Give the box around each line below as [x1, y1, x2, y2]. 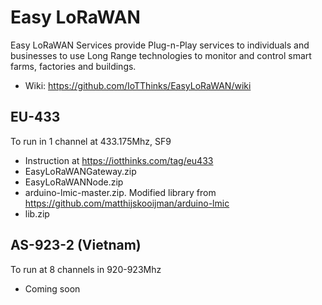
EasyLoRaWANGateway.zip [24, 165, 137, 177]
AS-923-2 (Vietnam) [10, 237, 142, 254]
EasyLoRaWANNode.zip [24, 176, 124, 188]
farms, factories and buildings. [10, 60, 137, 72]
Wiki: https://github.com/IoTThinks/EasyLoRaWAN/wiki [24, 79, 252, 91]
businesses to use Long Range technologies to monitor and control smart [10, 49, 312, 61]
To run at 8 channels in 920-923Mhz [10, 263, 162, 275]
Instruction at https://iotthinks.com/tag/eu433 [24, 154, 214, 166]
